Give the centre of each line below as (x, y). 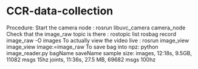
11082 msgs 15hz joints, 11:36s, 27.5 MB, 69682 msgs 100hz (81, 59)
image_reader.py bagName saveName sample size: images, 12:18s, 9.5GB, (99, 53)
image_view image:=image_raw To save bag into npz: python (83, 47)
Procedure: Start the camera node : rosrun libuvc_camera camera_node (96, 28)
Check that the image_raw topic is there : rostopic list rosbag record (91, 34)
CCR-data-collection (60, 11)
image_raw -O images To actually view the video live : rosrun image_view (98, 40)
